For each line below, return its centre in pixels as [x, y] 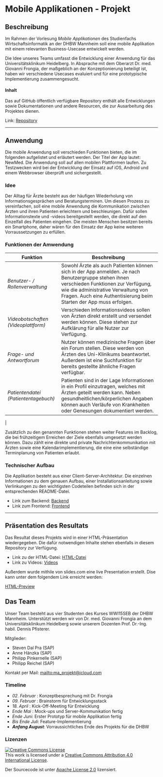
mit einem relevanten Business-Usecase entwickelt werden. [65, 49]
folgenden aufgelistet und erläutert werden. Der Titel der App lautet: [73, 157]
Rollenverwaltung [27, 287]
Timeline [16, 685]
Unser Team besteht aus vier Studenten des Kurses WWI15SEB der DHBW [79, 613]
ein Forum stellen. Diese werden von [103, 348]
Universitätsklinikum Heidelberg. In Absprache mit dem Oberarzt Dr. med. [78, 63]
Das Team [20, 602]
